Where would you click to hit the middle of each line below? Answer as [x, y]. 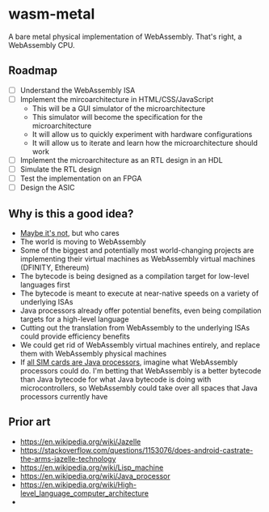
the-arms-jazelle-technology [68, 459]
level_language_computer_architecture [84, 493]
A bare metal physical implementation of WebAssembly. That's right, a [125, 36]
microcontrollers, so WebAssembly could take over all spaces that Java [139, 388]
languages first [45, 284]
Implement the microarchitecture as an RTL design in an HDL [122, 160]
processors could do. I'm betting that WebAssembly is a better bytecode [141, 370]
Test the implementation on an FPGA [81, 178]
